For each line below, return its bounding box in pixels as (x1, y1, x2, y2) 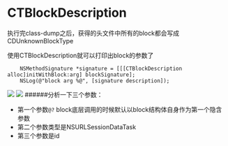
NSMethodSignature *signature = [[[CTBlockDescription (20, 65, 183, 72)
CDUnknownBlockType (7, 36, 74, 45)
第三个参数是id (17, 131, 60, 140)
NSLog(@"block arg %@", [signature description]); (20, 77, 170, 85)
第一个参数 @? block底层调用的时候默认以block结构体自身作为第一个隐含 (17, 105, 222, 113)
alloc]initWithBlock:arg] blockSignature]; (7, 71, 136, 78)
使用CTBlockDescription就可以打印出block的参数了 (7, 51, 154, 59)
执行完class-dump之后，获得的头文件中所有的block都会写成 (7, 29, 180, 37)
